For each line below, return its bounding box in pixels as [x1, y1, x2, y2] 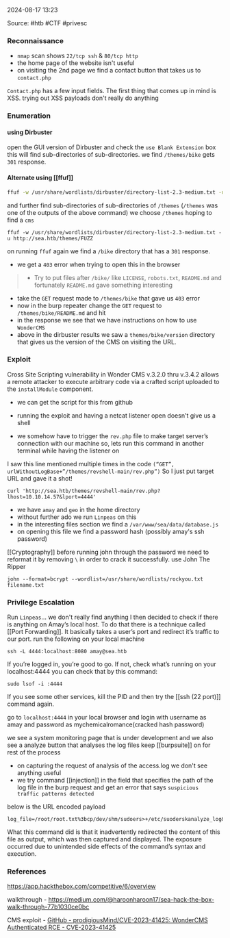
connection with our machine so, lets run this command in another [16, 439, 204, 447]
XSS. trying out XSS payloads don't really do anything [7, 94, 159, 102]
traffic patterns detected [16, 791, 94, 798]
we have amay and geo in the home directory [16, 505, 140, 514]
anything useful [16, 769, 62, 777]
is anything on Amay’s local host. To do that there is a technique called [7, 620, 206, 629]
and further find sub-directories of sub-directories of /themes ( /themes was [7, 201, 218, 210]
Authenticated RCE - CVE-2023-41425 [7, 924, 116, 932]
